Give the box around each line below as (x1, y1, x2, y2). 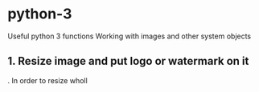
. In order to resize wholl (7, 75, 88, 85)
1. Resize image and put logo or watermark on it (7, 54, 249, 68)
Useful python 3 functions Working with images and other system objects (7, 31, 252, 41)
